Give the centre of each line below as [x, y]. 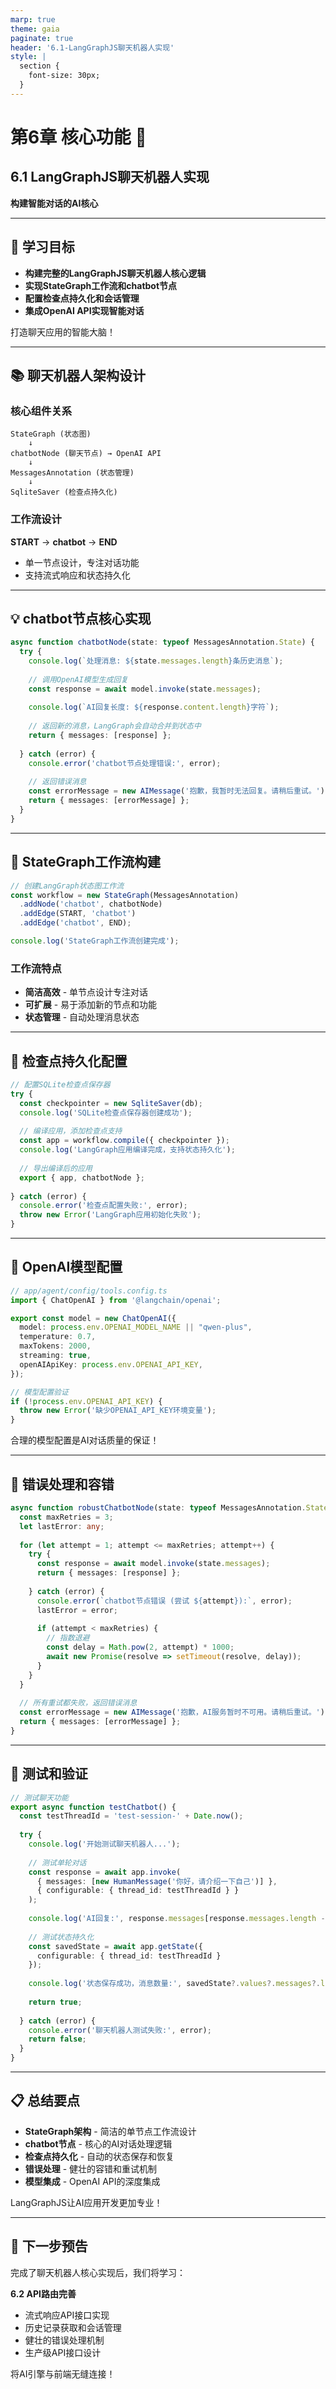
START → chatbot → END [64, 542]
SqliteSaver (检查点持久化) [64, 492]
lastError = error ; [77, 1610]
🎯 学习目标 [42, 247]
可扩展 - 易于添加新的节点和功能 [91, 1005]
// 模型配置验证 [39, 1392]
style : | [28, 57]
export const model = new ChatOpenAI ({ [93, 1318]
